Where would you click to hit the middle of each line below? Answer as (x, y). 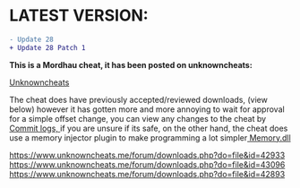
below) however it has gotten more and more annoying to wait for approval (147, 109)
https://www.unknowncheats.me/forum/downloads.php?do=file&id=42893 (147, 174)
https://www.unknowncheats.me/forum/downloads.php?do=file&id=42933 (147, 155)
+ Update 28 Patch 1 (48, 47)
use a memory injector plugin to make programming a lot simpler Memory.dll (150, 137)
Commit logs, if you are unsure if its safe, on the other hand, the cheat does (149, 128)
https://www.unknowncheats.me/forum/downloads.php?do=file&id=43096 (147, 164)
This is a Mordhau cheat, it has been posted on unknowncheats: (131, 64)
